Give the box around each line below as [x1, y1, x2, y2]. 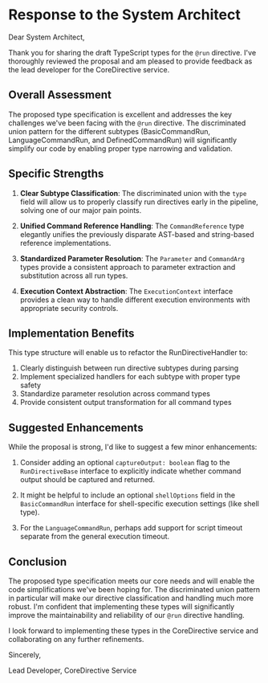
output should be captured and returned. [19, 475, 155, 485]
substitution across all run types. [19, 271, 128, 280]
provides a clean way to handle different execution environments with [19, 295, 250, 305]
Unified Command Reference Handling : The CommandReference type [19, 221, 245, 231]
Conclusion [8, 554, 67, 568]
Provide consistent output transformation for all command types [19, 398, 232, 407]
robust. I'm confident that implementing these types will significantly [8, 602, 235, 611]
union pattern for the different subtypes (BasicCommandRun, [8, 126, 211, 136]
